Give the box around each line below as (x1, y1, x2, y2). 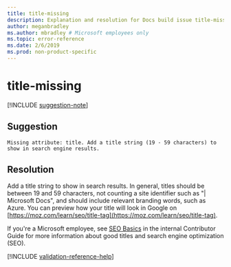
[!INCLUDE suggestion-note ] (7, 100, 89, 109)
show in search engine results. (7, 145, 100, 152)
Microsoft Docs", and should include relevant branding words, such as (7, 197, 206, 205)
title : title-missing (7, 10, 69, 17)
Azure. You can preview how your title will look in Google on (7, 204, 177, 212)
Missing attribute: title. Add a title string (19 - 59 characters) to (7, 139, 217, 146)
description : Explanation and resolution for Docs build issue (7, 17, 192, 23)
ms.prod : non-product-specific (7, 49, 97, 56)
